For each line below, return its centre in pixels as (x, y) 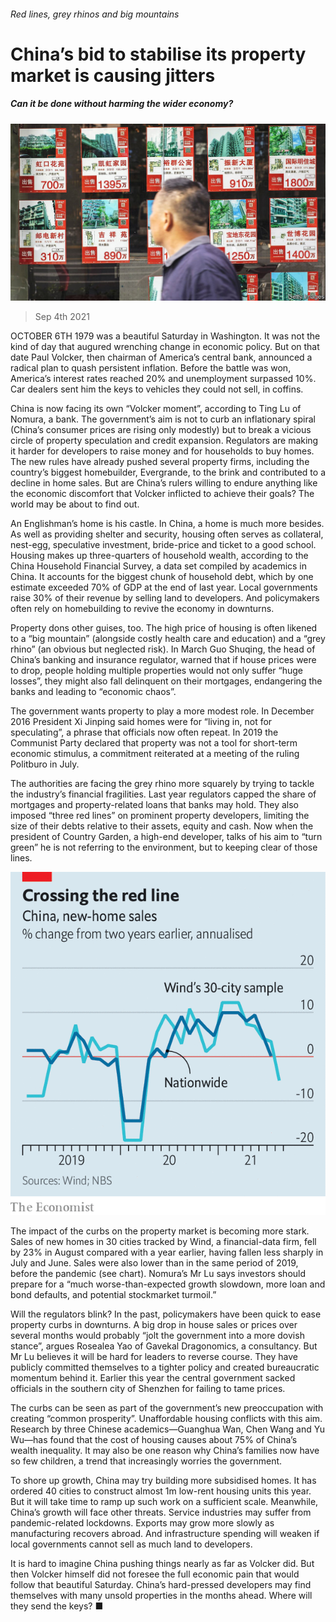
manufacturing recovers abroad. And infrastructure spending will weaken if (165, 1533)
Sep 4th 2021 (62, 317)
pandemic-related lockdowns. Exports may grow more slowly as (142, 1523)
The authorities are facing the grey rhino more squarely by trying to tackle (162, 784)
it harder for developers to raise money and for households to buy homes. (162, 451)
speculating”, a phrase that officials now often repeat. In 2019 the (144, 732)
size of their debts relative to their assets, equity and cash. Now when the (162, 826)
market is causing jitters (113, 75)
